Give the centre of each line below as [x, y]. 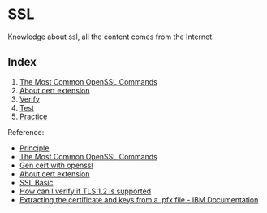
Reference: [26, 132]
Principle [34, 148]
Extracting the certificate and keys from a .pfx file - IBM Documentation [139, 199]
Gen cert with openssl [56, 165]
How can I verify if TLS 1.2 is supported [85, 191]
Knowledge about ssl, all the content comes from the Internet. [111, 37]
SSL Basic [36, 182]
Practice [33, 116]
